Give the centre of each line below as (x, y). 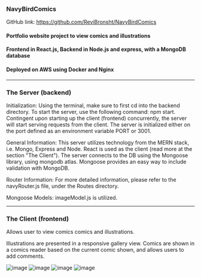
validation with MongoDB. (38, 168)
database (18, 56)
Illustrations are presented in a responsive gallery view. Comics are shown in (100, 243)
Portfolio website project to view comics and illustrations (78, 35)
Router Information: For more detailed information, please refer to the (91, 179)
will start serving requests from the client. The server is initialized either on (98, 124)
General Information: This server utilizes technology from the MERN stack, (98, 142)
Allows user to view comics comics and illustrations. (70, 232)
